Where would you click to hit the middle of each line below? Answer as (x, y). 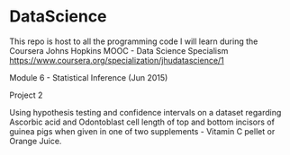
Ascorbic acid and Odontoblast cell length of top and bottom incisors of (142, 122)
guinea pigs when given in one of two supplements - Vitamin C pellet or (142, 131)
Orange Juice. (36, 141)
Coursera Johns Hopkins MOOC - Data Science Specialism (119, 50)
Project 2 (26, 95)
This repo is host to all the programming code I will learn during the (134, 41)
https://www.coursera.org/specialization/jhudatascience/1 (117, 60)
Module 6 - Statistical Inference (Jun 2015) (89, 77)
